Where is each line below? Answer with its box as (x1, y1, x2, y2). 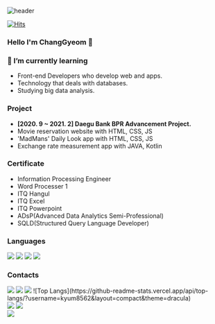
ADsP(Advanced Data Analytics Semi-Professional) (17, 212, 164, 220)
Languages (7, 236, 46, 246)
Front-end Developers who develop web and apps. (17, 71, 163, 80)
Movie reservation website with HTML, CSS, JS (17, 127, 153, 135)
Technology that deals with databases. (17, 79, 128, 87)
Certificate (7, 159, 45, 169)
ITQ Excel (17, 196, 45, 205)
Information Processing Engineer (17, 174, 112, 183)
